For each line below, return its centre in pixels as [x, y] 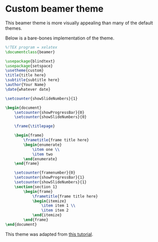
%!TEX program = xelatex [31, 47]
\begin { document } [23, 108]
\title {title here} [26, 75]
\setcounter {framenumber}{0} [45, 173]
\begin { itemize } [49, 201]
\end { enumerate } [40, 159]
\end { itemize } [47, 215]
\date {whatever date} [28, 89]
